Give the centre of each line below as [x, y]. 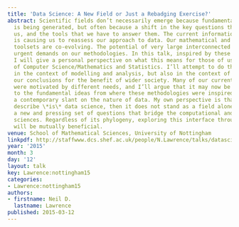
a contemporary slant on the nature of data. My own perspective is [117, 100]
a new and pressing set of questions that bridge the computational [117, 113]
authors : [20, 193]
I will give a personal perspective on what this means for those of [119, 60]
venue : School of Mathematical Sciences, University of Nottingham [110, 133]
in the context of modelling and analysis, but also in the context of [122, 73]
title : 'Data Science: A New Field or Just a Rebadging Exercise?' [110, 14]
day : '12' [22, 160]
